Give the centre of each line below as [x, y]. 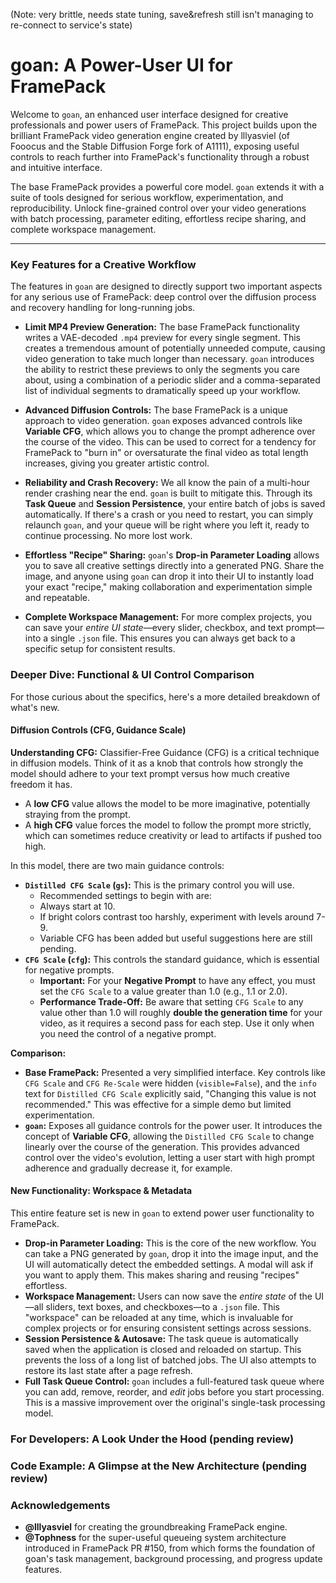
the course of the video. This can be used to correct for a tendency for [170, 442]
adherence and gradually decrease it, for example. [128, 1168]
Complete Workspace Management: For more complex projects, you [168, 617]
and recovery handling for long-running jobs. [103, 308]
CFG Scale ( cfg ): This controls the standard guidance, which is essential [172, 959]
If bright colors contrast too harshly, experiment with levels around [177, 916]
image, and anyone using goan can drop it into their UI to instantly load [169, 576]
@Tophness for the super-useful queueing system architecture [155, 1538]
